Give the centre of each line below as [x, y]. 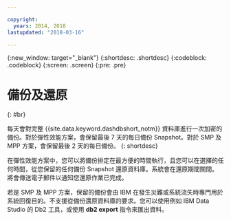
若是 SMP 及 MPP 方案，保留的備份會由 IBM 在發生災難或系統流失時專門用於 [115, 192]
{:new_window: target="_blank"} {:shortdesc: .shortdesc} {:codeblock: [107, 58]
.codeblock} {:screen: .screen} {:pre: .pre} [67, 65]
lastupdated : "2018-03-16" [46, 32]
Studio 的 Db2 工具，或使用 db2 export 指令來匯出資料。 [88, 210]
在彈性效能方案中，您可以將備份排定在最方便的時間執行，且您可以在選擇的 [112, 161]
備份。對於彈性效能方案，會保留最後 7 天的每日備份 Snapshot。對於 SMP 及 [114, 137]
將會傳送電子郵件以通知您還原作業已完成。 [67, 178]
